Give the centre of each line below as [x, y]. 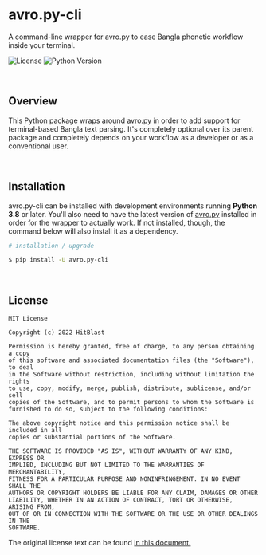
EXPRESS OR [26, 459]
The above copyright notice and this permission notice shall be [119, 423]
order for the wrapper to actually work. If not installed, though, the [117, 222]
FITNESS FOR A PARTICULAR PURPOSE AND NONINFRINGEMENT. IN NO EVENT [124, 479]
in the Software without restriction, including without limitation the [131, 375]
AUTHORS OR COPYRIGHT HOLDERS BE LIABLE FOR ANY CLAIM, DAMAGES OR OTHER [133, 493]
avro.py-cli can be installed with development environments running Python [133, 206]
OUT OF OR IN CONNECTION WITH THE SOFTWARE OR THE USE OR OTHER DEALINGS [133, 514]
